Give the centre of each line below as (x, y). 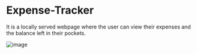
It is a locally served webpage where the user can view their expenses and (98, 27)
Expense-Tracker (50, 10)
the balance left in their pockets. (46, 33)
